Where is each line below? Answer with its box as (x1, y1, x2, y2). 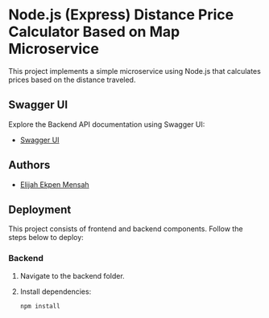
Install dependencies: (19, 287, 92, 296)
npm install (19, 302, 60, 310)
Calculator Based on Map (8, 22, 180, 41)
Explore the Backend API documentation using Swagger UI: (8, 119, 205, 129)
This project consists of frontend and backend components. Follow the (8, 224, 243, 234)
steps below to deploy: (8, 233, 85, 243)
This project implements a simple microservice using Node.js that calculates (8, 66, 262, 75)
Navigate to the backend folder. (19, 271, 125, 280)
